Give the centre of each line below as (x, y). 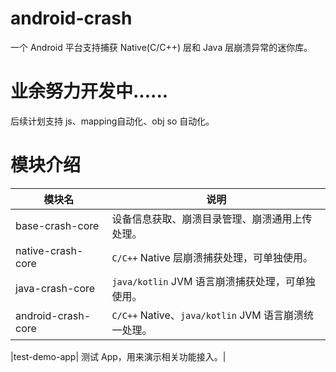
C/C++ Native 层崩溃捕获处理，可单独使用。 (212, 257)
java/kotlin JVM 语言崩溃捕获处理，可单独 (213, 281)
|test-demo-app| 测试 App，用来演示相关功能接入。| (118, 356)
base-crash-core (57, 225)
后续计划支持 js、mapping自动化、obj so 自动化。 (112, 121)
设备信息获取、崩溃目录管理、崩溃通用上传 (212, 219)
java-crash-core (55, 288)
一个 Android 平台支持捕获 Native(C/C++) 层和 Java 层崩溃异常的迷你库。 (161, 47)
